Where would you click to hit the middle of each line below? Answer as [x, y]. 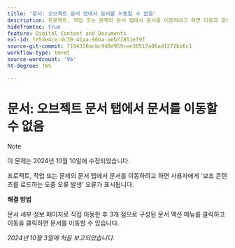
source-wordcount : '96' [42, 60]
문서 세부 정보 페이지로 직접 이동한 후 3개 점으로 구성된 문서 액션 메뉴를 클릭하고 [116, 214]
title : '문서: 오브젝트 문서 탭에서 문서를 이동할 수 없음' [82, 14]
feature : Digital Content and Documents [67, 33]
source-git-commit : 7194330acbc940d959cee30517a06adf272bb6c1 [100, 46]
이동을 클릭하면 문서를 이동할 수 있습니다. [63, 223]
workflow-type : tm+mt [39, 53]
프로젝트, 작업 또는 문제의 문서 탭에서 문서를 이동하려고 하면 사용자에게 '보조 [111, 175]
